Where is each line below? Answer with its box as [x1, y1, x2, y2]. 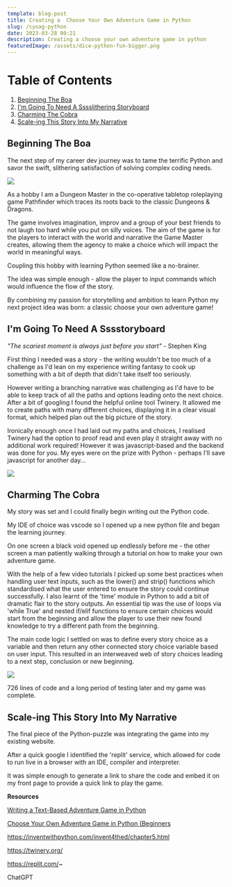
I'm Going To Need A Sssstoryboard [7, 323, 165, 335]
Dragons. [7, 204, 33, 213]
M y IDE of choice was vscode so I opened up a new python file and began [7, 521, 220, 529]
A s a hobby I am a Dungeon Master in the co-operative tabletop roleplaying [7, 190, 223, 198]
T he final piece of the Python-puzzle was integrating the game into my [7, 730, 210, 738]
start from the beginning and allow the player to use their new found [7, 615, 202, 623]
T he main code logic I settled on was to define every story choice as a [7, 635, 208, 644]
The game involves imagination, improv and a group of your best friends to [7, 218, 221, 227]
